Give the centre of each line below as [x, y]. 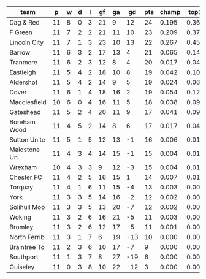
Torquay [21, 187]
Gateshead [25, 112]
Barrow [20, 52]
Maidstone [25, 150]
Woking [21, 217]
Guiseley [22, 267]
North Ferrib [27, 237]
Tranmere [24, 62]
